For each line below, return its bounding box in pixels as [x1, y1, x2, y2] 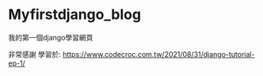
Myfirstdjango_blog [8, 6, 141, 24]
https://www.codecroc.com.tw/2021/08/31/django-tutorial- [62, 49, 255, 59]
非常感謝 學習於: [8, 49, 61, 59]
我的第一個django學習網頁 [8, 32, 93, 42]
